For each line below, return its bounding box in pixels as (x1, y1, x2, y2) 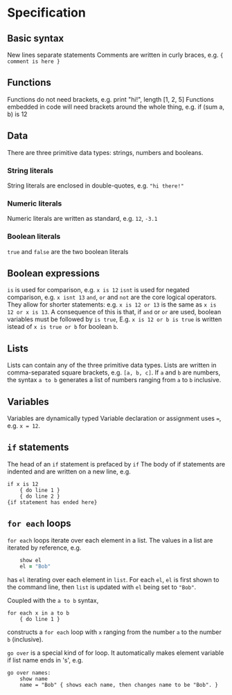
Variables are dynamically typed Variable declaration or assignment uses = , (7, 414, 222, 422)
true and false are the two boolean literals (7, 247, 129, 255)
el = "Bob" (19, 563, 51, 570)
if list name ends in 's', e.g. (7, 656, 84, 665)
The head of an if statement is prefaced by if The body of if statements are (7, 460, 226, 468)
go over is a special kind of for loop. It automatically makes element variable (7, 649, 224, 657)
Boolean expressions (7, 267, 100, 279)
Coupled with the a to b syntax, (7, 597, 99, 605)
